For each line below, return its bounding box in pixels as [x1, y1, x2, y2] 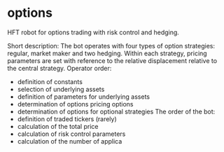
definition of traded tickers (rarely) [17, 114, 117, 123]
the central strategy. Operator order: [7, 64, 112, 72]
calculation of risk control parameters [17, 130, 126, 138]
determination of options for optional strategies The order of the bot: [17, 107, 216, 116]
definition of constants [17, 77, 83, 85]
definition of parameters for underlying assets [17, 92, 150, 101]
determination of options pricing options [17, 99, 134, 108]
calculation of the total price [17, 122, 99, 130]
